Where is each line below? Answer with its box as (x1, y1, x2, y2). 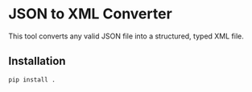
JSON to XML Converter (8, 5, 173, 23)
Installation (8, 54, 66, 68)
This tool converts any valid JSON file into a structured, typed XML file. (8, 31, 244, 41)
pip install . (8, 75, 56, 84)
